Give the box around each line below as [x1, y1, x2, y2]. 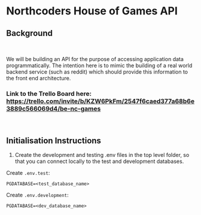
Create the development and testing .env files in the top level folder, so [14, 152, 190, 159]
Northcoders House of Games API [6, 4, 178, 18]
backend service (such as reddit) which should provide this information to [6, 68, 188, 75]
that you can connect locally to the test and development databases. [14, 158, 184, 165]
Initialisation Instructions [6, 135, 102, 146]
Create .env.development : [6, 192, 69, 199]
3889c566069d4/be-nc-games [6, 104, 101, 113]
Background [6, 28, 53, 38]
